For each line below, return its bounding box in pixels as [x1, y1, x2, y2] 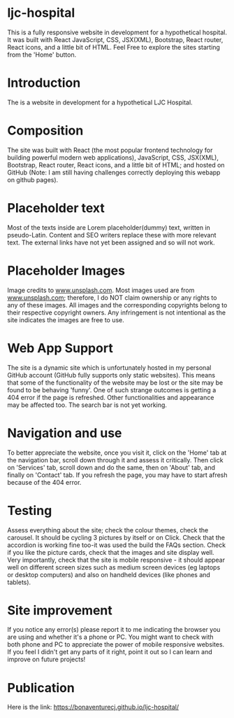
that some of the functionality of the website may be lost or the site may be [7, 378, 224, 387]
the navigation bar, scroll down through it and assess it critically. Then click [7, 455, 224, 464]
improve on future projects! [7, 655, 86, 663]
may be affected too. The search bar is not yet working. [7, 401, 168, 409]
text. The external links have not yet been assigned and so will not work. [7, 238, 215, 247]
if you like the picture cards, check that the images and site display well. [7, 548, 214, 556]
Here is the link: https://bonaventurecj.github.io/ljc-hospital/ [7, 703, 180, 712]
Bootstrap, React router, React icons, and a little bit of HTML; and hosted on [7, 160, 225, 169]
